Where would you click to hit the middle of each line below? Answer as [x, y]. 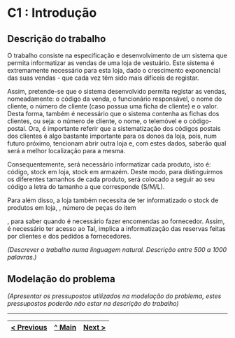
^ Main [65, 327]
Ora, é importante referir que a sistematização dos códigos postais [124, 128]
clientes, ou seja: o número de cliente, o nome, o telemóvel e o [97, 121]
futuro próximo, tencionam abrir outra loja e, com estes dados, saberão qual [117, 143]
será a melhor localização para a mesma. [66, 151]
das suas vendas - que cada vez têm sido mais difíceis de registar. [103, 78]
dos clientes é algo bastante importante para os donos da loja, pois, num [112, 136]
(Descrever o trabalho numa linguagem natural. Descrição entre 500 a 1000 [117, 249]
